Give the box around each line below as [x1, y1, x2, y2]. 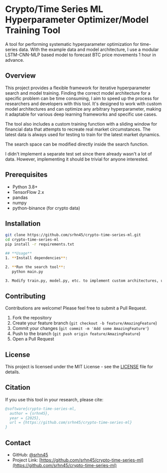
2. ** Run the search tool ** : [5, 264, 66, 270]
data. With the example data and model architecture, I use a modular [18, 46, 159, 52]
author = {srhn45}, [9, 411, 50, 416]
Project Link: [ [12, 457, 41, 463]
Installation [5, 219, 41, 228]
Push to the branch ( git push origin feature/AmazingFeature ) [12, 330, 141, 337]
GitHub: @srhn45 [12, 452, 48, 458]
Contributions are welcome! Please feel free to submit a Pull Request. [5, 305, 147, 311]
